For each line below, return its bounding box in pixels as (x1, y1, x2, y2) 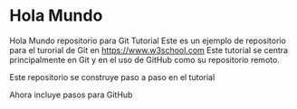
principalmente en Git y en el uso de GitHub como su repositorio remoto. (9, 54, 281, 65)
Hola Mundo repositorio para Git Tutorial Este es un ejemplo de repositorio (9, 35, 287, 46)
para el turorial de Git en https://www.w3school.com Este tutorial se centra (9, 44, 288, 55)
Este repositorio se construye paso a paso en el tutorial (9, 71, 216, 82)
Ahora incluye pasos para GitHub (9, 89, 133, 100)
